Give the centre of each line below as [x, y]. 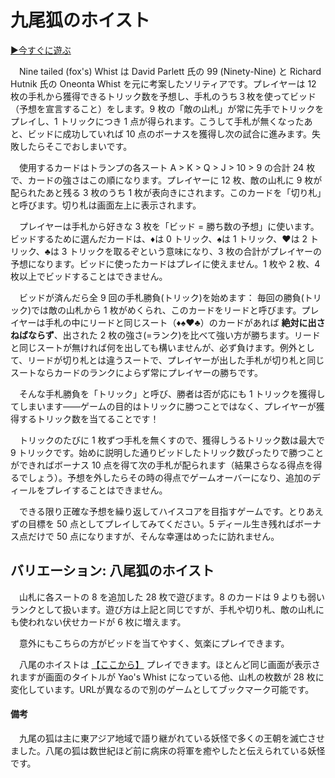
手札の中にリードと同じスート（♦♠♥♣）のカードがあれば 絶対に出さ [185, 322]
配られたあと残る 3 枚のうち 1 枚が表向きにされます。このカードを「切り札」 [166, 192]
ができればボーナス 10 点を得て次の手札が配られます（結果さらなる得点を [162, 465]
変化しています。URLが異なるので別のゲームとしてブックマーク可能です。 [162, 689]
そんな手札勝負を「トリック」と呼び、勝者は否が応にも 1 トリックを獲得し [172, 393]
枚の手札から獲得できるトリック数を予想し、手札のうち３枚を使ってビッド [163, 96]
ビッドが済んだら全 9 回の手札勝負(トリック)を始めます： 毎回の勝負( [161, 297]
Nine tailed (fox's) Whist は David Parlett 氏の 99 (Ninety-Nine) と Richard [170, 71]
